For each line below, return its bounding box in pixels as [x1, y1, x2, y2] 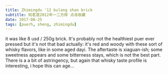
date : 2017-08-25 [5, 17, 43, 22]
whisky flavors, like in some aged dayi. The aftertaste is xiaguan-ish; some [5, 46, 163, 53]
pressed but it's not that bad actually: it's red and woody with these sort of [5, 41, 163, 47]
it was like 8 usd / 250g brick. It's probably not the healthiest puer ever [5, 36, 155, 42]
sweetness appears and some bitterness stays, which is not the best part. [5, 52, 161, 58]
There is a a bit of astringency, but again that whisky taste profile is [5, 57, 147, 64]
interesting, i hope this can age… [5, 63, 74, 69]
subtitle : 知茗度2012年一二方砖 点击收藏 [5, 12, 86, 17]
